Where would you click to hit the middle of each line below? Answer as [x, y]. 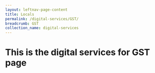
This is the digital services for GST [77, 53]
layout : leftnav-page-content [37, 10]
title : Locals [20, 14]
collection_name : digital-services [42, 28]
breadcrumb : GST [22, 23]
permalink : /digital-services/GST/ [42, 19]
